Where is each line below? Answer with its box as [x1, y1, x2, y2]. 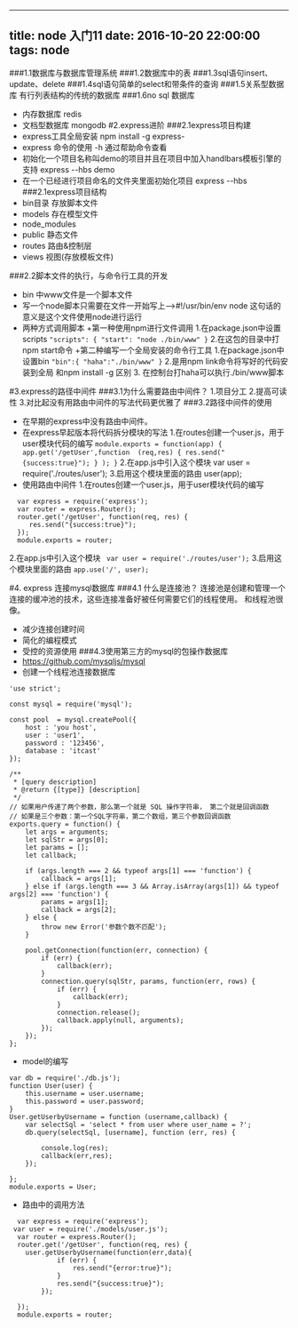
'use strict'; [9, 684, 62, 693]
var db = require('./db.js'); [9, 1073, 122, 1083]
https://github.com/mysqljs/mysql [21, 655, 146, 667]
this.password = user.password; [25, 1097, 145, 1106]
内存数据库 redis [21, 108, 82, 119]
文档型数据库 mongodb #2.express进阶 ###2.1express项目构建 [21, 119, 251, 130]
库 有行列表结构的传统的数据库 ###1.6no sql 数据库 [9, 90, 195, 100]
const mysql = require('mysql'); [9, 700, 133, 708]
